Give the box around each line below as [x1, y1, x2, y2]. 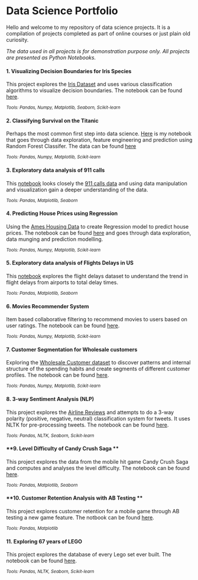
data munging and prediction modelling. [6, 235, 103, 243]
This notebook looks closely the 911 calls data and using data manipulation [6, 180, 187, 187]
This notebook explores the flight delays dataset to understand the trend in [6, 272, 189, 279]
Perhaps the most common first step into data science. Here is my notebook [6, 130, 192, 137]
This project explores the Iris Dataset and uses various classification [6, 81, 173, 88]
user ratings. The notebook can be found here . [6, 322, 120, 329]
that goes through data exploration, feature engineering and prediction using [6, 136, 193, 144]
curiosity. [6, 36, 29, 43]
